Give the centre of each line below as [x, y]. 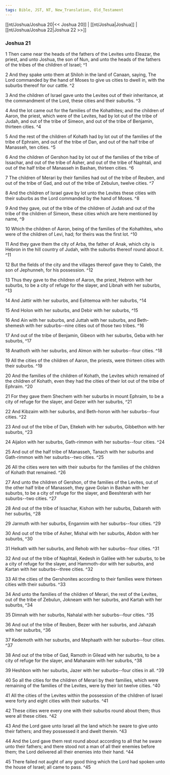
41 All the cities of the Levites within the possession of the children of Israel [84, 695]
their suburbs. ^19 [24, 365]
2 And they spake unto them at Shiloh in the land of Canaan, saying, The [81, 75]
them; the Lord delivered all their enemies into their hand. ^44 [70, 752]
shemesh [15, 325]
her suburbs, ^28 [23, 514]
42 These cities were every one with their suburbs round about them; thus [83, 711]
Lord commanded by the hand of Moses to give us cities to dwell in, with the [85, 80]
